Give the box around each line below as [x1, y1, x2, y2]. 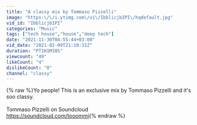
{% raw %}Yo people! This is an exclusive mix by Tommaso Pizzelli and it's [6, 87, 191, 94]
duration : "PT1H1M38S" [6, 48, 63, 54]
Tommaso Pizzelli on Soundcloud [6, 106, 89, 113]
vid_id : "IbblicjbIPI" [6, 20, 63, 26]
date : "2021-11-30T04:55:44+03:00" [6, 37, 95, 43]
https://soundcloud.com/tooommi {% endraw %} [6, 112, 126, 120]
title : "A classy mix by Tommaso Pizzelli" [6, 8, 117, 15]
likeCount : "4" [6, 59, 44, 65]
